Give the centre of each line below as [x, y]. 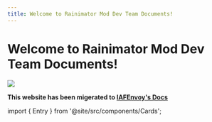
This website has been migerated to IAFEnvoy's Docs [88, 97]
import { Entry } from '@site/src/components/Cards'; [85, 111]
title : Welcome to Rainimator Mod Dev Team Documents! [90, 14]
